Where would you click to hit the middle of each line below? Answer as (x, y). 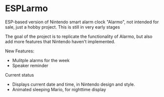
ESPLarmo (26, 8)
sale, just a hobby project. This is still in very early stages (63, 27)
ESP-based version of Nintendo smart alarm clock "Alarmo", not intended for (82, 22)
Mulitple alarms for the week (41, 60)
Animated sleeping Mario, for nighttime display (59, 89)
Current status (20, 75)
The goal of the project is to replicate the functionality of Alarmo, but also (79, 36)
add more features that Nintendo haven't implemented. (60, 41)
